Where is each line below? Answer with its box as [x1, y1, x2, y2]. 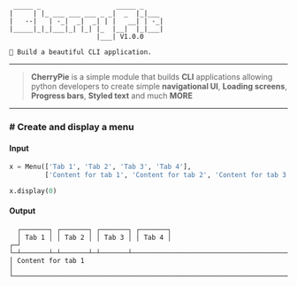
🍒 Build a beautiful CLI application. [9, 48, 152, 57]
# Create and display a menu [9, 120, 134, 133]
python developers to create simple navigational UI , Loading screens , [30, 81, 287, 91]
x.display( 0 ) [9, 186, 57, 196]
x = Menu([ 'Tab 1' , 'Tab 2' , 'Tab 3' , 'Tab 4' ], [9, 162, 192, 172]
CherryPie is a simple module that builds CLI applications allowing [30, 72, 273, 81]
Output [9, 205, 36, 216]
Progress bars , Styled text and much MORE [30, 90, 193, 101]
